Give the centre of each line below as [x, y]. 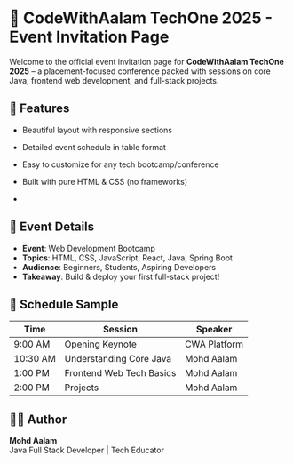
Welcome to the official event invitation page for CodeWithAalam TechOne [146, 61]
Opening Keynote [101, 344]
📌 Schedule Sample [64, 304]
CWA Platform [214, 344]
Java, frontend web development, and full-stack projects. [114, 80]
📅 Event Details [52, 227]
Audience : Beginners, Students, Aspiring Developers [119, 267]
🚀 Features [40, 109]
